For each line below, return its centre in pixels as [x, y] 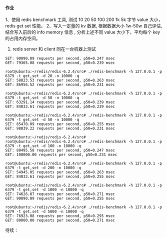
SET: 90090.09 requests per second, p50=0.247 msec [60, 58]
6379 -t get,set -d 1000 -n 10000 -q [44, 190]
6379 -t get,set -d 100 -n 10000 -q [43, 146]
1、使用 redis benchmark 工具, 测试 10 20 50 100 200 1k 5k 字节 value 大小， [84, 19]
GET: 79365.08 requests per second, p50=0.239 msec [60, 63]
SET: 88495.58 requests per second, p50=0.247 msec [60, 150]
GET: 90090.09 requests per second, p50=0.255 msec [60, 198]
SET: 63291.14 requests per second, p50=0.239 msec [60, 102]
